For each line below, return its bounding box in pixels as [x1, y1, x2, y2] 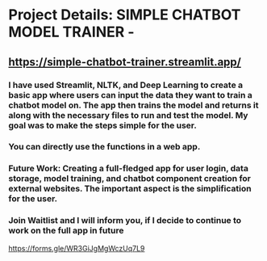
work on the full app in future [8, 225, 124, 236]
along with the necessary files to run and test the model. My [8, 109, 248, 120]
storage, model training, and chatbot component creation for [8, 173, 252, 184]
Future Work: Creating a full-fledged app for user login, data [8, 163, 248, 175]
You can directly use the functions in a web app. [8, 141, 201, 153]
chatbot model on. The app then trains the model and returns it [8, 99, 259, 111]
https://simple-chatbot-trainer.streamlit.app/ [8, 55, 242, 69]
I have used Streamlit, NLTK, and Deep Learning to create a [8, 79, 244, 91]
